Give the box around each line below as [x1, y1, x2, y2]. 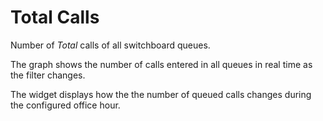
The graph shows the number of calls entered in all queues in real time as [10, 58, 313, 70]
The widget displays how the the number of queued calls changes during [10, 88, 312, 100]
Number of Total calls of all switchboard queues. [10, 39, 211, 51]
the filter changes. [10, 69, 86, 81]
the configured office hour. [10, 99, 121, 111]
